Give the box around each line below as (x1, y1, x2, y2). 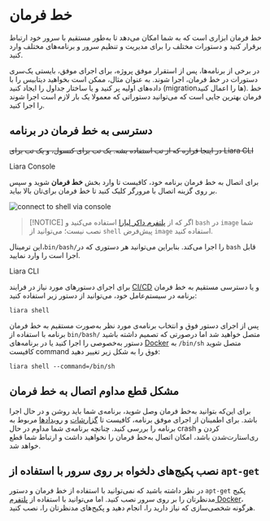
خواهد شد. (9, 440, 41, 450)
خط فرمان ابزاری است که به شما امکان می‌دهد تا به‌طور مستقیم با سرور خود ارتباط (9, 33, 263, 42)
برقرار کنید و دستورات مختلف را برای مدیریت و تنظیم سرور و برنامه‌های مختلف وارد (9, 41, 262, 50)
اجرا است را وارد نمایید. (9, 250, 81, 260)
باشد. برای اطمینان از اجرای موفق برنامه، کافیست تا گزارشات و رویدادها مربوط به (9, 414, 258, 424)
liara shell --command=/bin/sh (9, 362, 115, 370)
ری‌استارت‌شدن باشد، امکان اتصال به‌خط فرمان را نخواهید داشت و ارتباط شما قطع (9, 431, 259, 441)
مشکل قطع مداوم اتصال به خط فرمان (9, 384, 180, 398)
